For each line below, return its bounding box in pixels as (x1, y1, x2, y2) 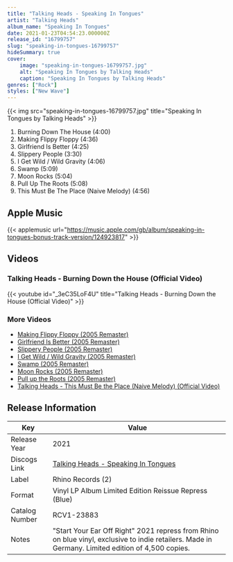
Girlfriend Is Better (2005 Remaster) (17, 337, 120, 346)
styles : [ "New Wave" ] (7, 88, 70, 95)
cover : (7, 56, 26, 63)
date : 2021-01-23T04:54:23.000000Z (7, 29, 110, 37)
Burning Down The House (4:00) (17, 128, 111, 136)
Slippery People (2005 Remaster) (17, 345, 113, 353)
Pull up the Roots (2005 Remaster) (17, 374, 116, 383)
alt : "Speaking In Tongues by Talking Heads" (19, 68, 154, 75)
